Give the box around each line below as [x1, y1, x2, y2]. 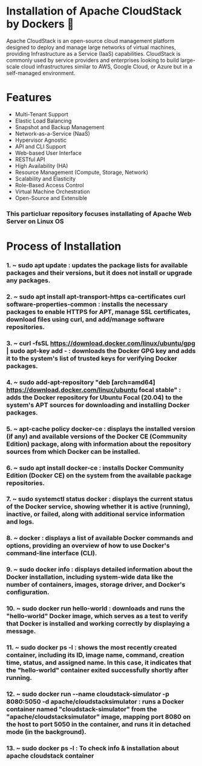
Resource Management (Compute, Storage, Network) [15, 168, 149, 176]
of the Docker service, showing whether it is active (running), [6, 502, 191, 511]
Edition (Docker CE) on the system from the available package [6, 471, 192, 479]
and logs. [6, 518, 34, 526]
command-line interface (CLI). [6, 549, 97, 558]
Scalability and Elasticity [15, 175, 76, 182]
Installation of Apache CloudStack [6, 4, 182, 18]
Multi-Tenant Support [15, 110, 68, 118]
